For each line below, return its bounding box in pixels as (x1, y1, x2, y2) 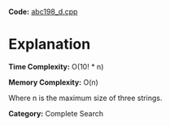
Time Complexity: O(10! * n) (8, 61, 104, 71)
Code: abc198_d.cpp (8, 7, 78, 16)
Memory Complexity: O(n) (8, 77, 99, 87)
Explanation (8, 36, 91, 53)
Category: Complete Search (8, 108, 104, 118)
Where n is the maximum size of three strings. (8, 93, 163, 103)
